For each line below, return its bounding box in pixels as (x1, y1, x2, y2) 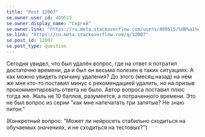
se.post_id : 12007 (6, 37, 53, 43)
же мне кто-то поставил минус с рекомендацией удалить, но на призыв (6, 79, 195, 86)
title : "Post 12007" (6, 9, 59, 15)
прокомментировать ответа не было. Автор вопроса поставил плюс (6, 86, 185, 93)
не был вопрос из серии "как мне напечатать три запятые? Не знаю (6, 98, 185, 106)
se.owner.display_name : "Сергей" (6, 20, 92, 26)
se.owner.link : (6, 26, 45, 32)
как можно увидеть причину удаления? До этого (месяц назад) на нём (6, 73, 192, 80)
